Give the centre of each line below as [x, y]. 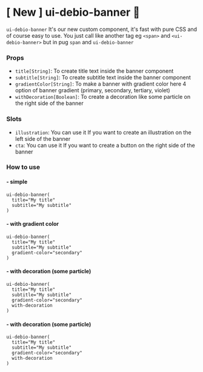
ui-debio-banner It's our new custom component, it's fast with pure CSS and [102, 29]
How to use [23, 167]
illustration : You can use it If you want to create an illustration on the [103, 132]
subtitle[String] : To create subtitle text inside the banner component [103, 78]
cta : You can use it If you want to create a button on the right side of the [105, 145]
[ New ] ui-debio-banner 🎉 [73, 12]
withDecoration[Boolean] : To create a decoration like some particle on [103, 97]
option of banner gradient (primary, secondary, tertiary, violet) [93, 90]
